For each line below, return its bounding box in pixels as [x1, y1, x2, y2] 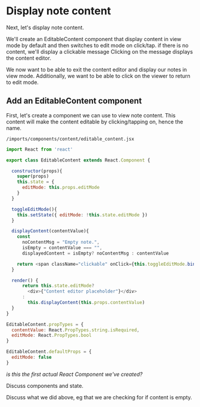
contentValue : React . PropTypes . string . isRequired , [11, 327, 140, 333]
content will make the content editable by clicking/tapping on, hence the [6, 118, 183, 125]
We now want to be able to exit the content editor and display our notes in [6, 66, 187, 73]
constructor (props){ [11, 168, 62, 174]
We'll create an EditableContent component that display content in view [6, 35, 182, 42]
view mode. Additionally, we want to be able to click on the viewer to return [6, 72, 190, 79]
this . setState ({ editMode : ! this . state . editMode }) [17, 212, 148, 218]
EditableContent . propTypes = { [6, 321, 84, 327]
